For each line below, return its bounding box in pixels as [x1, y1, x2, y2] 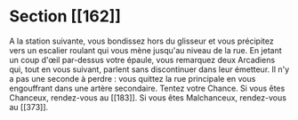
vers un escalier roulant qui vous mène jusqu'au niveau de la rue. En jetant [9, 44, 282, 55]
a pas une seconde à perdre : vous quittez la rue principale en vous [9, 73, 256, 84]
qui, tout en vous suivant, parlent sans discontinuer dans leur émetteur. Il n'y [9, 64, 290, 75]
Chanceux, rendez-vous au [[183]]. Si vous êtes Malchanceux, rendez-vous [9, 92, 287, 103]
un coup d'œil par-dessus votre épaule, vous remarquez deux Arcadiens [9, 54, 276, 65]
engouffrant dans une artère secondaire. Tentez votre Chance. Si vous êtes [9, 83, 286, 93]
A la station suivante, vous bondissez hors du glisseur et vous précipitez [9, 36, 274, 46]
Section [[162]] [9, 6, 122, 27]
